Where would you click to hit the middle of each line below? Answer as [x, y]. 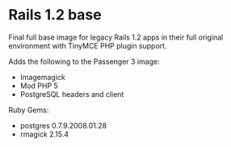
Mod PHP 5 [39, 86]
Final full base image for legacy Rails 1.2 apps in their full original [116, 37]
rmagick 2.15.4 [44, 134]
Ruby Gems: [29, 110]
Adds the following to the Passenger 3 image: [84, 61]
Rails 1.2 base [55, 15]
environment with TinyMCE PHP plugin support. [88, 45]
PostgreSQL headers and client [72, 94]
